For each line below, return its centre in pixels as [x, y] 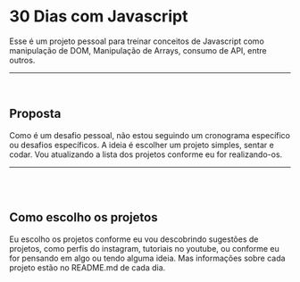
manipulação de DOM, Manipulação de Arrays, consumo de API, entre [138, 50]
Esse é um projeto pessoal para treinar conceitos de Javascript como [137, 41]
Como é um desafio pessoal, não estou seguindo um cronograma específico [150, 135]
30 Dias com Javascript [99, 17]
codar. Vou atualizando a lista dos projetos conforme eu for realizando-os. [146, 154]
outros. [22, 60]
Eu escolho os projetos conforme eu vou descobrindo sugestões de [134, 239]
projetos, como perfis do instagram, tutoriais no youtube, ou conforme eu [144, 248]
